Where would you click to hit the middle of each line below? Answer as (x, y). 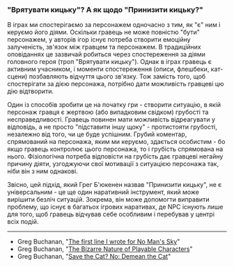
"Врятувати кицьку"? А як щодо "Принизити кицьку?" (105, 10)
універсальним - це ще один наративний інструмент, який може (103, 192)
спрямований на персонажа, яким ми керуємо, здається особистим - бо (116, 142)
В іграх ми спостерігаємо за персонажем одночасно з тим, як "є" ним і (114, 25)
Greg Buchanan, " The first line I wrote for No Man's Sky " (99, 242)
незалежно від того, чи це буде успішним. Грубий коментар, (97, 134)
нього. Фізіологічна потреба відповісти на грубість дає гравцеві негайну (115, 156)
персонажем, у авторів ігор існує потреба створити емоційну (99, 40)
